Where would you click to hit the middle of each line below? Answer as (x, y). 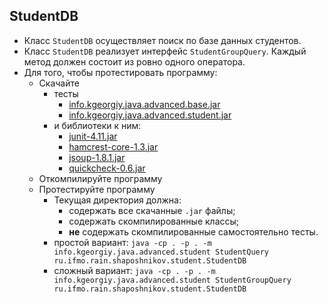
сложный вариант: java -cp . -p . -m (134, 270)
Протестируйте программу (97, 189)
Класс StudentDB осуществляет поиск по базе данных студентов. (162, 40)
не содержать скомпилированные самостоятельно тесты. (193, 231)
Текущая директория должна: (117, 200)
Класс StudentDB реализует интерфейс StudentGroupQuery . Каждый (165, 51)
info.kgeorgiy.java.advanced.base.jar (144, 104)
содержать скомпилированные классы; (154, 221)
